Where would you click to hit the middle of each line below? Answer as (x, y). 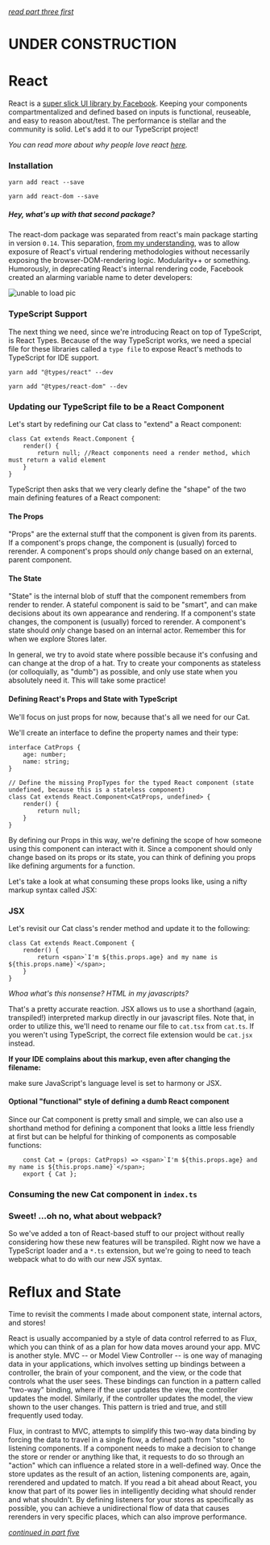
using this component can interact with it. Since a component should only (130, 848)
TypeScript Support (48, 314)
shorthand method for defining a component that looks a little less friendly (132, 1128)
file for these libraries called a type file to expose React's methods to (125, 349)
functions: (25, 1146)
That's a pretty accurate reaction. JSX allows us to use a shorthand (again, (132, 1008)
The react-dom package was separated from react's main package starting (133, 235)
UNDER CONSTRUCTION (93, 44)
